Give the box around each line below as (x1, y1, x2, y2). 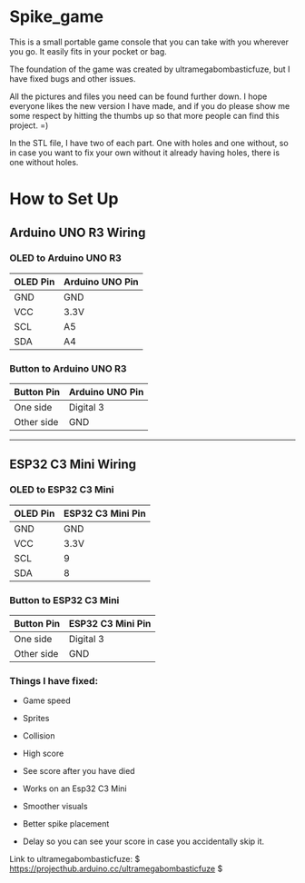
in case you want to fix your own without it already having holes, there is (9, 147, 280, 158)
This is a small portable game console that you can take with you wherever (9, 36, 289, 47)
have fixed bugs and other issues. (9, 73, 136, 84)
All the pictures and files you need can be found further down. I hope (9, 91, 268, 102)
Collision (22, 730, 56, 741)
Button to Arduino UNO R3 (9, 362, 127, 374)
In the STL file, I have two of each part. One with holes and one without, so (9, 137, 289, 148)
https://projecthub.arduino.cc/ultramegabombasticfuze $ (9, 863, 223, 874)
